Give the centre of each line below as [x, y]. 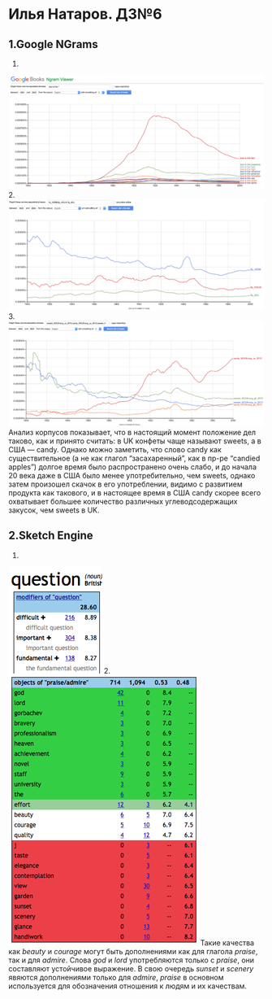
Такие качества [227, 942]
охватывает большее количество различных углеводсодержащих [123, 501]
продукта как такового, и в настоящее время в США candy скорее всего [135, 492]
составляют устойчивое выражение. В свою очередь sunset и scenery [131, 968]
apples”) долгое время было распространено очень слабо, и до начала [133, 467]
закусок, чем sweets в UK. [54, 510]
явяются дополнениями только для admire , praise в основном [116, 977]
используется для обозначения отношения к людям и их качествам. [128, 986]
